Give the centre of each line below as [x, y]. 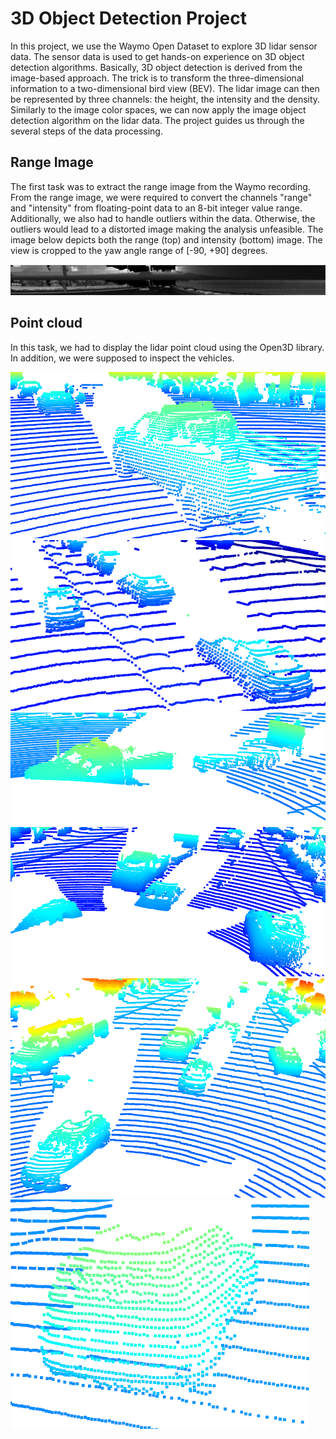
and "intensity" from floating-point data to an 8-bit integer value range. [156, 208]
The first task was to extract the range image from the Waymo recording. [160, 186]
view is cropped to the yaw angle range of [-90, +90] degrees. [139, 250]
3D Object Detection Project [128, 18]
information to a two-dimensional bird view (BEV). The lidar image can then [165, 88]
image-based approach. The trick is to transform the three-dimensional [157, 78]
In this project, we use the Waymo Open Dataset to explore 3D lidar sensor [164, 46]
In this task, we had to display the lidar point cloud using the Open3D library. [167, 347]
